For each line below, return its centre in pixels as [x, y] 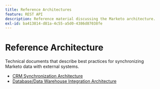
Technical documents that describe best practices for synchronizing [75, 61]
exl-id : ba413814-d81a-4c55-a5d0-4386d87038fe [54, 23]
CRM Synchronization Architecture [47, 76]
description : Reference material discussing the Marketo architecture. [80, 19]
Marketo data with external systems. [42, 66]
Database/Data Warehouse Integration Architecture [64, 81]
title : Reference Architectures [38, 10]
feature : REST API [24, 14]
